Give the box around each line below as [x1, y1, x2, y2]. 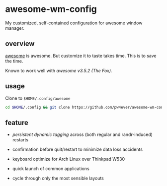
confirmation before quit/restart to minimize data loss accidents [12, 146, 143, 152]
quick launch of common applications [12, 166, 89, 172]
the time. [5, 58, 23, 64]
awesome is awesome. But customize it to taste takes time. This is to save [5, 53, 157, 59]
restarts [12, 137, 29, 143]
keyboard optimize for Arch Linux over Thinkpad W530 [12, 156, 125, 162]
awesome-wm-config [5, 3, 97, 15]
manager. [5, 25, 25, 31]
